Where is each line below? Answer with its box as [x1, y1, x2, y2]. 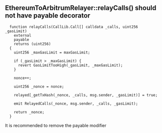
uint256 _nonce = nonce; [14, 84, 64, 89]
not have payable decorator [5, 12, 90, 20]
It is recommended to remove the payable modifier [5, 122, 107, 128]
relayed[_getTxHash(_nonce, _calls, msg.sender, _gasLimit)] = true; [14, 93, 158, 97]
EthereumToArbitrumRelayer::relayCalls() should [5, 4, 157, 12]
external [14, 33, 32, 38]
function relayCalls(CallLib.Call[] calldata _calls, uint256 [9, 24, 138, 29]
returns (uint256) [14, 41, 51, 46]
